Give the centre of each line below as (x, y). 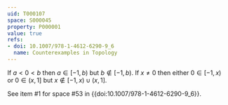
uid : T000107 (26, 14)
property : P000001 (34, 27)
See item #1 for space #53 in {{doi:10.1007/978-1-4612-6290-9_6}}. (105, 93)
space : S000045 (29, 20)
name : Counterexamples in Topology (66, 53)
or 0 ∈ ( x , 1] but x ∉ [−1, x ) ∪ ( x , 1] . (57, 80)
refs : (15, 40)
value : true (25, 33)
